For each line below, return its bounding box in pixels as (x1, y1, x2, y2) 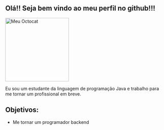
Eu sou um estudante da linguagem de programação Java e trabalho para (5, 85, 159, 91)
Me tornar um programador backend (12, 119, 89, 125)
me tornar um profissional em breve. (5, 91, 81, 97)
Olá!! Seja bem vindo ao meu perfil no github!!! (5, 4, 156, 13)
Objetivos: (5, 106, 39, 114)
